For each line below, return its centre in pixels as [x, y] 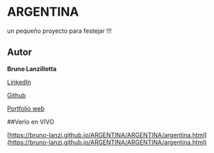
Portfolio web [26, 108]
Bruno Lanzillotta [32, 68]
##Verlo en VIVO [31, 122]
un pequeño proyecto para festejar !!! [59, 31]
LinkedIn [19, 82]
